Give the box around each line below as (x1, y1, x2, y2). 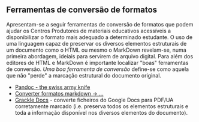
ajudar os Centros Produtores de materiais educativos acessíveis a (6, 27, 171, 34)
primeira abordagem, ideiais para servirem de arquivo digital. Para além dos (6, 52, 194, 59)
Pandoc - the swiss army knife (14, 84, 91, 91)
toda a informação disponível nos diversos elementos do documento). (14, 109, 188, 116)
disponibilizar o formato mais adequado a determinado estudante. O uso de (6, 33, 193, 41)
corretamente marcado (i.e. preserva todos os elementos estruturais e (14, 102, 189, 110)
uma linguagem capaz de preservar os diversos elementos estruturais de (6, 40, 187, 47)
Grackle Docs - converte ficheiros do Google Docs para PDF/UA (14, 96, 174, 103)
